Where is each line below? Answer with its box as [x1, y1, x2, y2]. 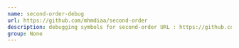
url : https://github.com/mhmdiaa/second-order [7, 17, 148, 24]
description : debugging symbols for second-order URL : [7, 23, 176, 30]
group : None [7, 30, 43, 37]
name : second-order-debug [7, 10, 84, 18]
